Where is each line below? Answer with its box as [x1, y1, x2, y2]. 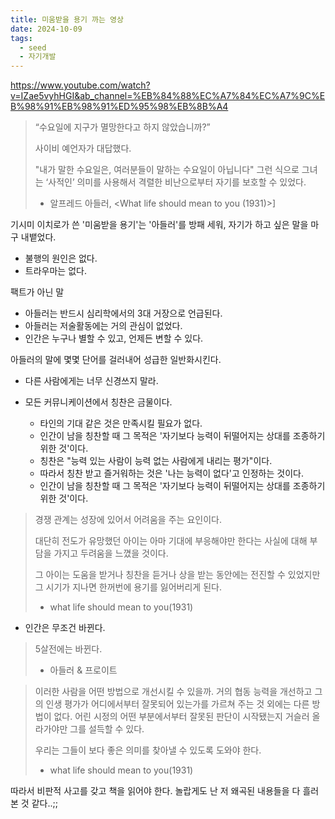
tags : [10, 33, 33, 43]
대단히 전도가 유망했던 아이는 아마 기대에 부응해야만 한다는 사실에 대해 [34, 535, 308, 547]
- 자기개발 [19, 52, 57, 62]
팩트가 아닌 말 [10, 286, 65, 298]
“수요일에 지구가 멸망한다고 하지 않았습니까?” [34, 121, 211, 133]
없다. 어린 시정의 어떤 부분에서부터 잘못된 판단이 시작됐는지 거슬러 [53, 711, 310, 723]
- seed [19, 42, 47, 53]
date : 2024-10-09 [10, 24, 83, 34]
